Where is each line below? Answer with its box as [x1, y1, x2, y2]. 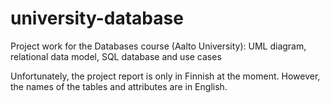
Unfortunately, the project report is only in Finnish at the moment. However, [10, 70, 321, 82]
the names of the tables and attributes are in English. [10, 80, 228, 92]
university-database [10, 7, 184, 30]
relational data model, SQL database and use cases [10, 50, 222, 62]
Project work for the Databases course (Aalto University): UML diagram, [10, 40, 307, 52]
